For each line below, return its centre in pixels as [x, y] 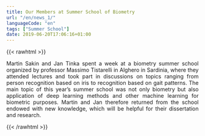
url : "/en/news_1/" [31, 18]
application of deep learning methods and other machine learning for [103, 96]
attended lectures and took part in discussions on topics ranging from [103, 76]
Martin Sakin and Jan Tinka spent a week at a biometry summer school [103, 64]
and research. [24, 115]
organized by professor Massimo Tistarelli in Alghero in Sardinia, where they [103, 70]
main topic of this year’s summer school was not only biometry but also [103, 89]
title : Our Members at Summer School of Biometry [71, 12]
